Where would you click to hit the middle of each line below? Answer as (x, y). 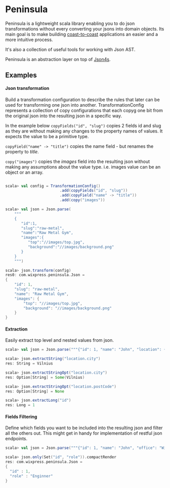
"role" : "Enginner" (31, 476)
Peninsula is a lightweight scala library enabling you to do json (70, 23)
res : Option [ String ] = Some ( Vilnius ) (45, 377)
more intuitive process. (29, 40)
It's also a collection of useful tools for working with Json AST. (70, 49)
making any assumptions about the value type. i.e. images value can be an (83, 167)
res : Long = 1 (20, 405)
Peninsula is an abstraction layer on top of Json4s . (58, 59)
